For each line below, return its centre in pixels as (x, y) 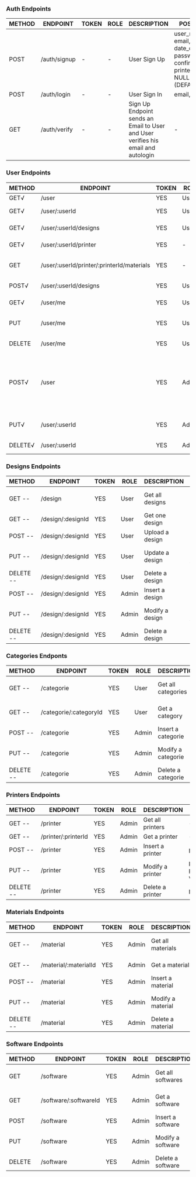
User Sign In (145, 94)
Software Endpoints (35, 1044)
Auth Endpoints (29, 9)
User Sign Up (147, 59)
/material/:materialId (68, 965)
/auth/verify (57, 129)
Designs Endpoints (34, 466)
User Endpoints (28, 173)
